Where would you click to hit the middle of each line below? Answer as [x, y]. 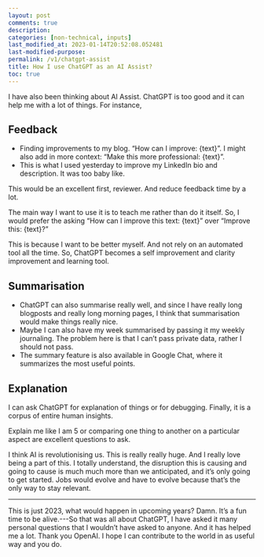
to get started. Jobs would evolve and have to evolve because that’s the [125, 480]
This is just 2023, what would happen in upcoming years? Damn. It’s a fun [128, 511]
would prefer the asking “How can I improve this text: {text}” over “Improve [129, 221]
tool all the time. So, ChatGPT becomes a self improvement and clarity [122, 253]
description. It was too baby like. [72, 173]
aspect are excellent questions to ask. [70, 440]
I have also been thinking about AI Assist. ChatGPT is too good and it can [126, 96]
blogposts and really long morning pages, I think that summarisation [130, 314]
